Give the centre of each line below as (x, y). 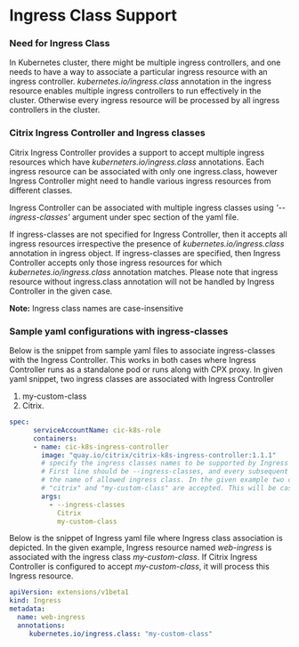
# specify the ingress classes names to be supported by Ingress (165, 464)
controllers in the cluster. (55, 110)
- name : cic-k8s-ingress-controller (101, 447)
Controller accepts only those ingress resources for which (116, 263)
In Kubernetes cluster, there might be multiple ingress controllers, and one (145, 62)
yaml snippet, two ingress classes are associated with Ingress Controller (141, 379)
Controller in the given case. (61, 291)
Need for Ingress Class (60, 44)
